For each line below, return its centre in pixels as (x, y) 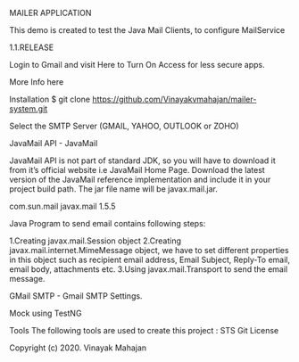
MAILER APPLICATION (50, 13)
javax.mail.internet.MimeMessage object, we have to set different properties (149, 250)
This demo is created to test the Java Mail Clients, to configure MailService (147, 30)
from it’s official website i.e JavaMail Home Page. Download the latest (137, 170)
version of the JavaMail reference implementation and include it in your (140, 179)
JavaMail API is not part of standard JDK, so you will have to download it (143, 160)
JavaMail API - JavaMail (54, 143)
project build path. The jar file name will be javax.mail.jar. (114, 189)
